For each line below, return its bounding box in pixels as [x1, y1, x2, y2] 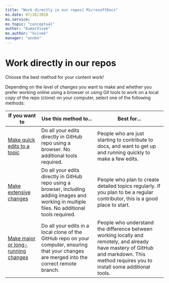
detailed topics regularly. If [97, 182, 161, 190]
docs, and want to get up [97, 143, 156, 150]
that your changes [41, 247, 84, 254]
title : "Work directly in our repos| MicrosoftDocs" [5, 7, 118, 13]
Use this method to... [41, 115, 93, 122]
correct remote [41, 260, 77, 267]
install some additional [97, 263, 150, 270]
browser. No [41, 146, 70, 153]
